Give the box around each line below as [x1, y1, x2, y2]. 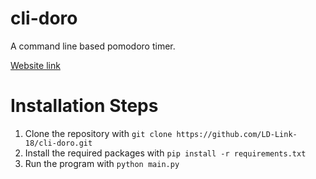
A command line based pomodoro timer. [10, 40, 176, 52]
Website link [10, 59, 61, 71]
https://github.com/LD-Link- [176, 129, 298, 139]
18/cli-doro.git [24, 138, 93, 148]
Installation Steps [10, 95, 159, 117]
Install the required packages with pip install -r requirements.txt [24, 147, 307, 159]
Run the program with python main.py [24, 157, 180, 169]
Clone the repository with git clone [24, 127, 173, 139]
